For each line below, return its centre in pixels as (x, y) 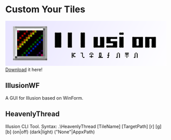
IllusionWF (23, 86)
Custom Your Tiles (45, 9)
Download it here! (24, 69)
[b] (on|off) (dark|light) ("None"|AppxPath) (50, 132)
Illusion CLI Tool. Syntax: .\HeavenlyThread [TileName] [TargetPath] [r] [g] (83, 126)
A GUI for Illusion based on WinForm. (44, 98)
